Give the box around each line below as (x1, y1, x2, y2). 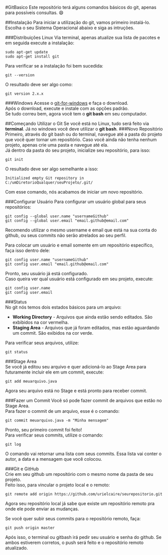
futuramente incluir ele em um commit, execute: (5, 369, 104, 375)
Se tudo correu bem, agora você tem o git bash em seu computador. (5, 111, 147, 116)
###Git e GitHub (5, 466, 39, 472)
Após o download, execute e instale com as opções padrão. (5, 105, 129, 111)
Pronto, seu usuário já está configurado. (5, 271, 88, 276)
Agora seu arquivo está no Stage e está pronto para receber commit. (5, 388, 147, 394)
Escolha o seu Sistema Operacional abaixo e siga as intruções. (5, 25, 134, 31)
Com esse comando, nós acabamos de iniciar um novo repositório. (5, 189, 143, 195)
